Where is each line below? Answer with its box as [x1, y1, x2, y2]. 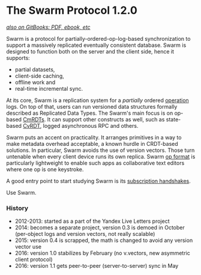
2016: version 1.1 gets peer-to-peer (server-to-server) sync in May [14, 262, 179, 270]
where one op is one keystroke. [6, 166, 84, 173]
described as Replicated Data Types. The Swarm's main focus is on [6, 109, 173, 116]
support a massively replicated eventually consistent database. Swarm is [6, 41, 187, 49]
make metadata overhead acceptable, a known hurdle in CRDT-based [6, 140, 178, 147]
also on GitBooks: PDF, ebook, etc [6, 23, 91, 31]
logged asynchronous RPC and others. [43, 122, 139, 129]
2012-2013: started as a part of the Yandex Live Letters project [14, 217, 170, 225]
